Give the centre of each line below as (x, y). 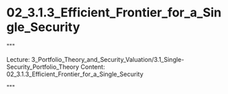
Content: (93, 67)
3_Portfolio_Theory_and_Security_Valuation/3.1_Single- (108, 59)
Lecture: (18, 59)
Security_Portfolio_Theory (43, 67)
